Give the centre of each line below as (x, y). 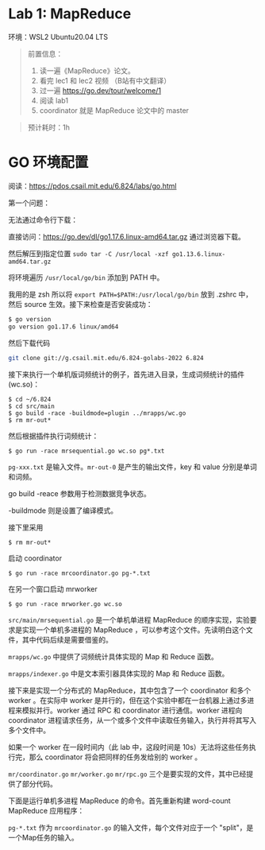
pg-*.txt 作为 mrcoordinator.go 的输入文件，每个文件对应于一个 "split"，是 (131, 827)
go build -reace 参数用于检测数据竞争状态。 (79, 493)
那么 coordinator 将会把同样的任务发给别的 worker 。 (115, 757)
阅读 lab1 (54, 100)
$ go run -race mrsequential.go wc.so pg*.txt (86, 451)
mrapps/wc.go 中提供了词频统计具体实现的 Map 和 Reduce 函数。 (113, 656)
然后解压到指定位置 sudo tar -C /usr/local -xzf (88, 253)
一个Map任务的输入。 (44, 837)
